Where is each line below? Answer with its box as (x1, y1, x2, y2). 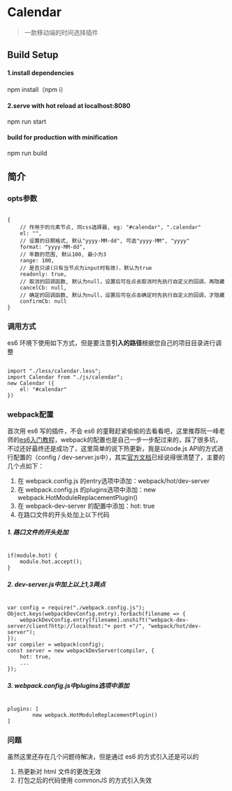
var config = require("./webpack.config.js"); (7, 604, 145, 611)
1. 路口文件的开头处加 (7, 527, 68, 536)
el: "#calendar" (20, 386, 68, 393)
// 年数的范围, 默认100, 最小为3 (20, 250, 107, 258)
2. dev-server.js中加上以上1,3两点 (7, 580, 106, 588)
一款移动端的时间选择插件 (24, 28, 99, 36)
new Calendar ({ (7, 379, 55, 386)
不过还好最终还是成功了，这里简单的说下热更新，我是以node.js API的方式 (7, 445, 218, 453)
